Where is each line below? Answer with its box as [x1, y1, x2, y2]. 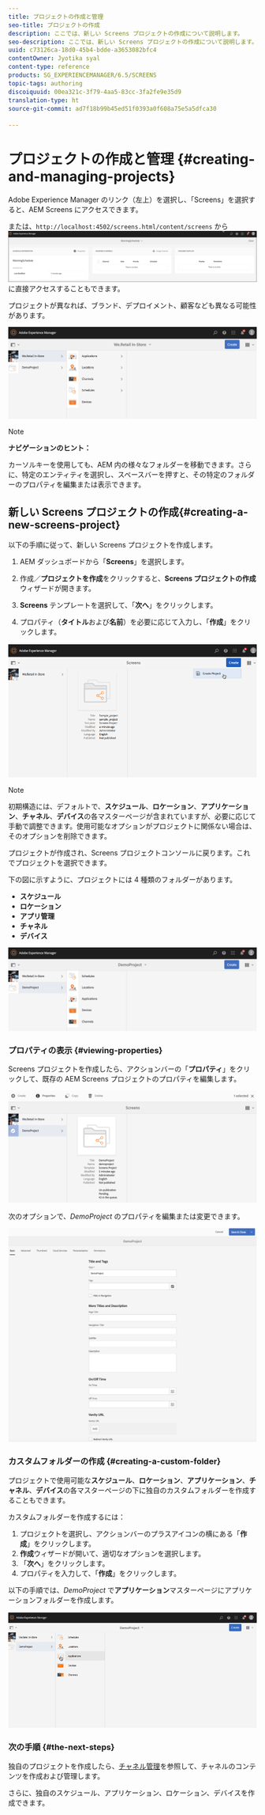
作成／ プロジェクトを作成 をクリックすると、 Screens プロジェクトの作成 [19, 574, 256, 583]
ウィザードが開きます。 [19, 583, 96, 593]
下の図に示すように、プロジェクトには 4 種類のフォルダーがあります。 [8, 874, 237, 884]
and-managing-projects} [8, 168, 176, 186]
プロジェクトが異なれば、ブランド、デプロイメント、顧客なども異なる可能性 [8, 301, 257, 310]
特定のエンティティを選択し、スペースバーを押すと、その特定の [21, 470, 227, 479]
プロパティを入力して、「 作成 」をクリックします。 [19, 1568, 181, 1578]
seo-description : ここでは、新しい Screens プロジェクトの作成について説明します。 [8, 38, 258, 46]
